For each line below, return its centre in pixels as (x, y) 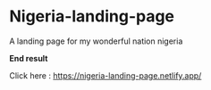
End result (29, 58)
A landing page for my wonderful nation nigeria (96, 41)
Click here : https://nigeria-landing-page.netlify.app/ (105, 75)
